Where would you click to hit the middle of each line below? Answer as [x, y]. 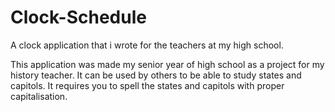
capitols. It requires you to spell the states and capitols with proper [147, 85]
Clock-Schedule [78, 17]
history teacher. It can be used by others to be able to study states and [156, 75]
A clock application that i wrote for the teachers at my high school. [147, 45]
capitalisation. [39, 96]
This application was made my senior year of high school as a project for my [167, 64]
